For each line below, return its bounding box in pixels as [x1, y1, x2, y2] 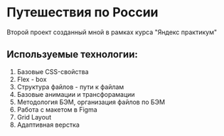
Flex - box [16, 75, 47, 83]
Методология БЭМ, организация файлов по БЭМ [16, 98, 165, 106]
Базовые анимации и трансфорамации [16, 90, 136, 98]
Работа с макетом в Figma [16, 105, 97, 114]
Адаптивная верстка [16, 120, 80, 129]
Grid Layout [16, 113, 51, 121]
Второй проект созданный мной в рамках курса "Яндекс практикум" [6, 28, 218, 36]
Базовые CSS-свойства [16, 67, 90, 75]
